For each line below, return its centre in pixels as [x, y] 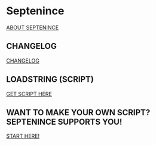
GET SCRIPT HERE [29, 94]
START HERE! [23, 136]
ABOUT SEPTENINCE [33, 27]
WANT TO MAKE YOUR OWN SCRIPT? [78, 112]
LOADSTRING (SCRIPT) [50, 80]
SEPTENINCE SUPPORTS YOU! [64, 121]
